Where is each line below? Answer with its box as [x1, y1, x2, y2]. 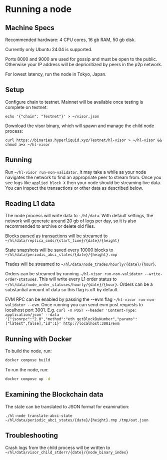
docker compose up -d [5, 376, 50, 381]
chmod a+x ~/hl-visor [5, 142, 50, 147]
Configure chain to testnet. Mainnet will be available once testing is [5, 99, 143, 105]
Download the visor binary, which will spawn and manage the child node [5, 123, 154, 129]
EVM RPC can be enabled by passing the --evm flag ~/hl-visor [5, 296, 136, 302]
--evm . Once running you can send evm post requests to [27, 302, 143, 308]
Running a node [5, 4, 71, 15]
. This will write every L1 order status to [36, 276, 117, 282]
